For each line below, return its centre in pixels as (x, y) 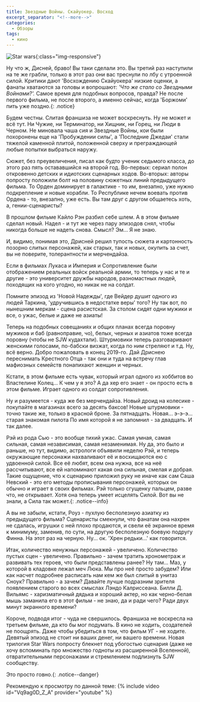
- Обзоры (22, 28)
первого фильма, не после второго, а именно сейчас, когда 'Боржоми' (97, 100)
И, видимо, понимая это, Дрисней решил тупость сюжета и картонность (99, 241)
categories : (21, 23)
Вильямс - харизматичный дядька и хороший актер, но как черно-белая (99, 594)
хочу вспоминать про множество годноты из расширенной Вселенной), (99, 650)
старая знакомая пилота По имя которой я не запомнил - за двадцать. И (99, 420)
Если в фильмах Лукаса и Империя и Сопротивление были (81, 266)
